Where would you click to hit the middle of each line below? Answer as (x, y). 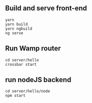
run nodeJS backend (38, 80)
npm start (15, 96)
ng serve (14, 33)
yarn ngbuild (19, 29)
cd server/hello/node (28, 91)
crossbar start (21, 64)
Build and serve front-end (46, 8)
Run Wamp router (33, 48)
